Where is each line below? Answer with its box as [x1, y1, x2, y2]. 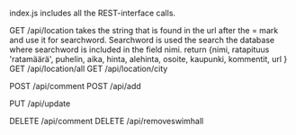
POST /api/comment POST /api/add [9, 81, 141, 91]
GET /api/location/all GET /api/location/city [9, 63, 168, 74]
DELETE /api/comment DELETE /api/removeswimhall [9, 116, 204, 126]
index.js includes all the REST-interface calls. [9, 8, 176, 18]
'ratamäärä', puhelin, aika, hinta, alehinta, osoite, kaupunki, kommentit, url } [9, 54, 288, 64]
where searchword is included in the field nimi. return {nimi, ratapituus [9, 44, 270, 55]
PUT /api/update [9, 98, 71, 109]
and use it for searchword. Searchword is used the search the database [9, 35, 275, 45]
